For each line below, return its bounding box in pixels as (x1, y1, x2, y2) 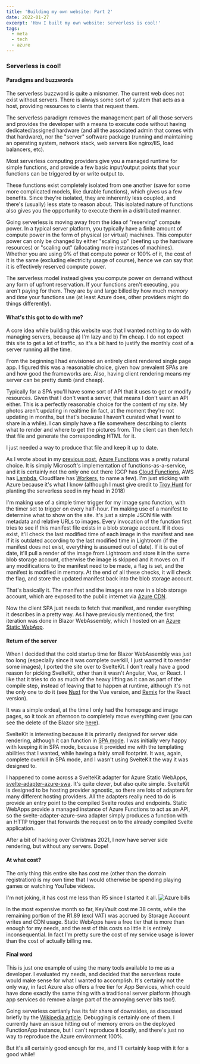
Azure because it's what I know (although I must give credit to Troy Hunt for (6, 481, 192, 488)
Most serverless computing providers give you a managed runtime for (6, 158, 177, 164)
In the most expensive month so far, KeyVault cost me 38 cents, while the (6, 905, 186, 912)
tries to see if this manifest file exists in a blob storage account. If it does (6, 524, 185, 531)
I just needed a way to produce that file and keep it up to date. (6, 444, 159, 451)
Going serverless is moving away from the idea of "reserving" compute (6, 219, 181, 226)
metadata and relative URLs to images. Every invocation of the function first (6, 518, 192, 525)
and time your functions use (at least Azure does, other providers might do (6, 294, 189, 300)
